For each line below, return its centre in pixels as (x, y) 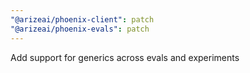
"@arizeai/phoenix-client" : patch (82, 19)
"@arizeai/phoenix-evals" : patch (80, 29)
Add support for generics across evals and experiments (125, 57)
